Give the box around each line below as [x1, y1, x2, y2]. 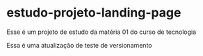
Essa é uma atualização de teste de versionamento [6, 41, 152, 49]
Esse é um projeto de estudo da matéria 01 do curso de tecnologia [6, 28, 197, 36]
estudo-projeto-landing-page [6, 5, 181, 21]
